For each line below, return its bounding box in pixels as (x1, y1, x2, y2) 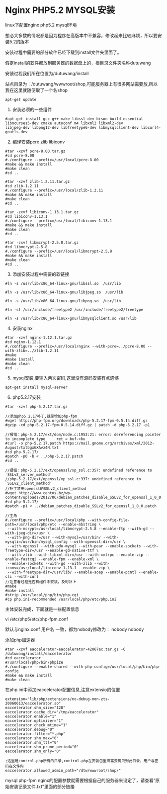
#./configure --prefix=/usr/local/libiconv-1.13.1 (5, 218, 112, 223)
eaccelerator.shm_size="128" (5, 705, 66, 710)
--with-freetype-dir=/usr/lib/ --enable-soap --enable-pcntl (7, 570, 137, 575)
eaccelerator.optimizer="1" (5, 718, 64, 723)
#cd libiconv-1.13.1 (5, 214, 48, 219)
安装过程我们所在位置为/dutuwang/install (5, 70, 89, 76)
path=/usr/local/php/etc (5, 522, 57, 527)
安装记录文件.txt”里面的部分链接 (9, 784, 75, 790)
